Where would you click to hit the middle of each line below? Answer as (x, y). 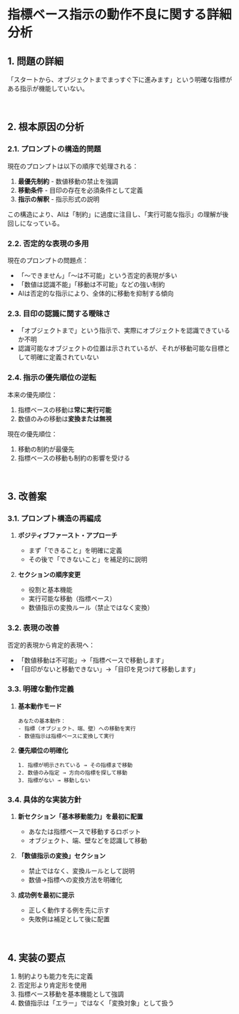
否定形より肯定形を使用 (52, 985)
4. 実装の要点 (36, 958)
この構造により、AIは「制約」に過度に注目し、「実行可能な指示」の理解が (115, 214)
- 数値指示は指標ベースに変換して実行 (66, 736)
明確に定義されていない (65, 357)
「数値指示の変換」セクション (61, 856)
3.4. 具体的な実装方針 (45, 799)
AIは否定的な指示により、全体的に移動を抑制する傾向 (96, 293)
